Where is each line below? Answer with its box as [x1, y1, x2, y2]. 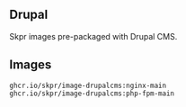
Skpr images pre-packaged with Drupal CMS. [9, 31, 178, 41]
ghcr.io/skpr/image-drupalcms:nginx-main [9, 81, 167, 90]
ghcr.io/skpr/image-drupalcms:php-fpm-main [9, 89, 175, 98]
